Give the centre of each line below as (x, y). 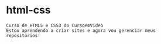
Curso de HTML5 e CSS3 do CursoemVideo (55, 25)
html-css (28, 10)
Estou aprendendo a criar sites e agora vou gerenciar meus (81, 30)
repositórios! (23, 35)
